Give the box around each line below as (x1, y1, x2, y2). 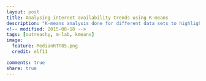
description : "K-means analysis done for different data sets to (6, 20, 177, 26)
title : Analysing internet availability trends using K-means (6, 15, 169, 21)
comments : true (6, 59, 45, 66)
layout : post (6, 9, 40, 15)
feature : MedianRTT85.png (12, 43, 78, 49)
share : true (6, 65, 37, 71)
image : (6, 37, 23, 43)
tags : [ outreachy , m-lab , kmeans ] (6, 32, 95, 38)
